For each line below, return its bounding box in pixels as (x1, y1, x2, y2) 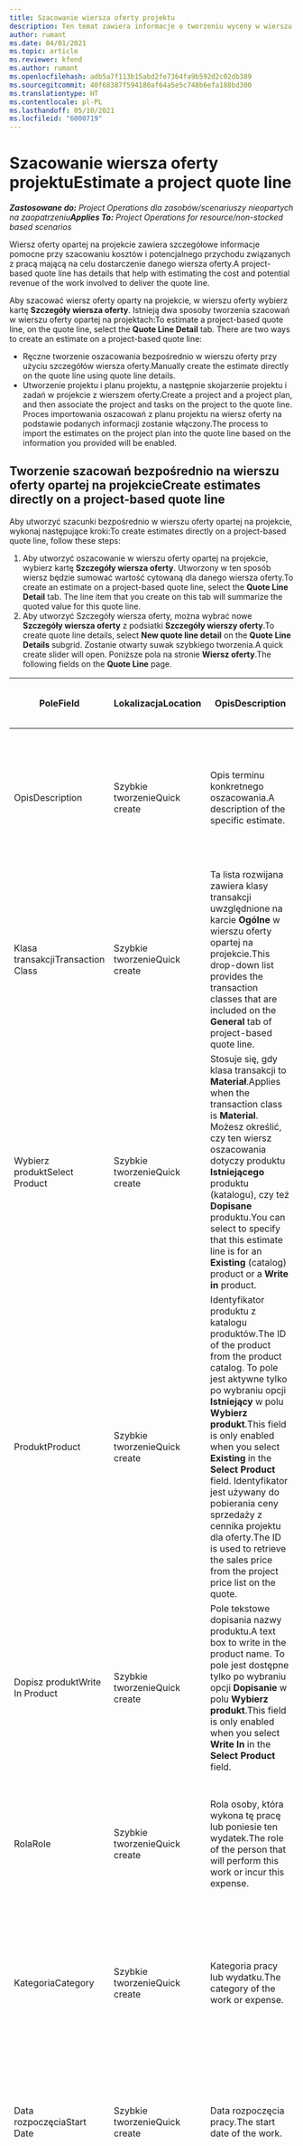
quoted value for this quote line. (22, 601, 142, 612)
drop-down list (210, 958, 275, 971)
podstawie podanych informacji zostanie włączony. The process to (22, 418, 269, 430)
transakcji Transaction (14, 953, 106, 965)
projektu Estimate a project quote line (9, 173, 292, 193)
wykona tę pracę (210, 1809, 281, 1821)
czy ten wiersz (210, 1132, 272, 1144)
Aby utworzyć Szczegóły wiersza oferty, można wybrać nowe (22, 610, 252, 621)
